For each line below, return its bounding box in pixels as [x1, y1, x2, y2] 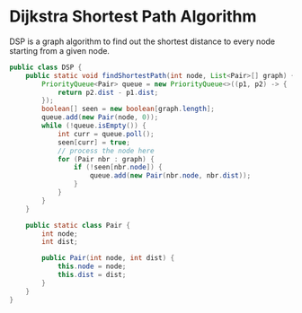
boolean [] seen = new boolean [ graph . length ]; [41, 105, 216, 114]
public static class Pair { [25, 221, 130, 230]
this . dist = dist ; [57, 271, 127, 280]
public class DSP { [9, 63, 83, 72]
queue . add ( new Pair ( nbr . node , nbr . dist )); [89, 171, 252, 180]
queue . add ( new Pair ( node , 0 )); [41, 113, 159, 122]
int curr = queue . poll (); [57, 129, 155, 138]
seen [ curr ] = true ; [57, 137, 130, 147]
